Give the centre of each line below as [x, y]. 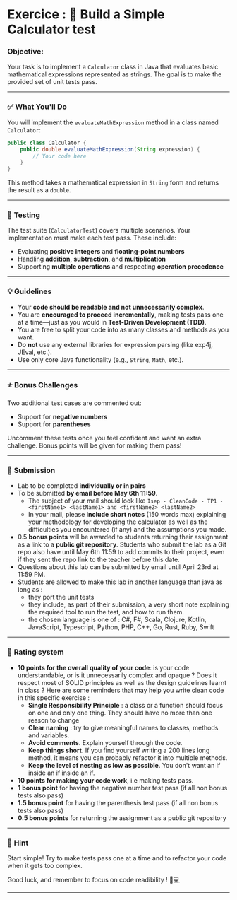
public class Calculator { [47, 143]
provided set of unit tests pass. [52, 82]
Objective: [25, 52]
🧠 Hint [18, 843]
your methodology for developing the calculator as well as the [118, 522]
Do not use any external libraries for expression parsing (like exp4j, [115, 344]
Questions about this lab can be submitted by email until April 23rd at [118, 567]
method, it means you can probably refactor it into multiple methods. [128, 758]
